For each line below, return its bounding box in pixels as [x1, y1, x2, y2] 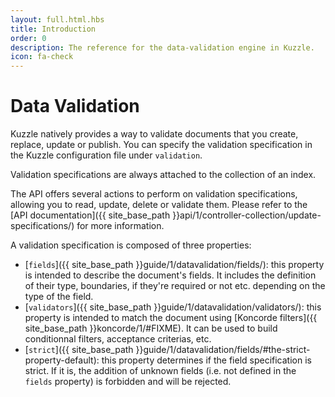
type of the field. [24, 291, 94, 303]
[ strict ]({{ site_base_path [24, 344, 134, 356]
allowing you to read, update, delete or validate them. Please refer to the [10, 199, 308, 211]
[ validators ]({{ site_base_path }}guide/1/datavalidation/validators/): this [24, 301, 322, 313]
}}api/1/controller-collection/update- [172, 209, 322, 221]
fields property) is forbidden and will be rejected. [24, 376, 232, 388]
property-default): [24, 354, 100, 366]
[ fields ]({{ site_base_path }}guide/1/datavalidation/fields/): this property [24, 259, 325, 271]
